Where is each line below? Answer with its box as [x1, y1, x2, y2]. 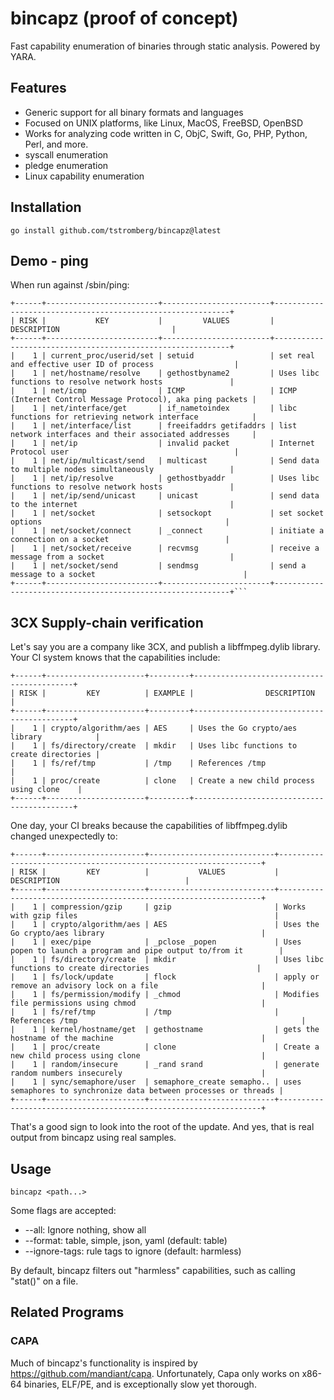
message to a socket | [10, 570, 248, 580]
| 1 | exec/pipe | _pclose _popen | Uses [10, 937, 302, 947]
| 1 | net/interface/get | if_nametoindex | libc [10, 403, 298, 414]
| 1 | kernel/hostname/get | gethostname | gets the [10, 1025, 320, 1035]
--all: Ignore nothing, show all [24, 1224, 147, 1236]
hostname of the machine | [10, 1033, 267, 1044]
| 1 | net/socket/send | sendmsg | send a [10, 561, 307, 571]
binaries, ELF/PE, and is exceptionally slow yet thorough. [23, 1378, 257, 1390]
